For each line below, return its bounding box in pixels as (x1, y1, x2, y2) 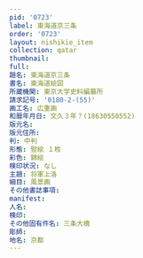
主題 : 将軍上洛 (9, 169, 58, 178)
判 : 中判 (9, 137, 38, 145)
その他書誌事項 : (9, 186, 60, 195)
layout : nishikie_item (9, 37, 93, 47)
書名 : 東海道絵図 (9, 79, 64, 88)
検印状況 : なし (9, 161, 58, 170)
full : (9, 63, 29, 72)
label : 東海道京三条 (9, 21, 77, 30)
